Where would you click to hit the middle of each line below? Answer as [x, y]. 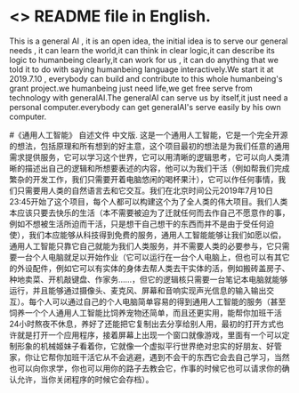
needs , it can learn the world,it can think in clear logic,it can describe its [142, 50]
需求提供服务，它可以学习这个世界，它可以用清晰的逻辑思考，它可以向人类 [145, 156]
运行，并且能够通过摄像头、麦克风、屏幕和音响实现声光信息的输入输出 [138, 290]
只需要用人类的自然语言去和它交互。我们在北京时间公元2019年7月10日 [145, 190]
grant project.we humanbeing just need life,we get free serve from [131, 88]
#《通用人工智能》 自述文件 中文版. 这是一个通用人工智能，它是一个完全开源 [149, 134]
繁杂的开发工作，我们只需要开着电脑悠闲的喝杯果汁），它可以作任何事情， [144, 179]
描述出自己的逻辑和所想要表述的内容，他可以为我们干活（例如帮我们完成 [157, 168]
